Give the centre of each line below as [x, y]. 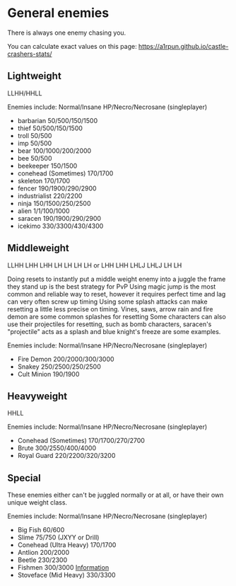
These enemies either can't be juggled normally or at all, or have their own [116, 495]
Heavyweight [37, 396]
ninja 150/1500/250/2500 [54, 203]
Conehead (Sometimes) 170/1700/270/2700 [81, 441]
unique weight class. [37, 502]
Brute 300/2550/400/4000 [57, 448]
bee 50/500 [35, 158]
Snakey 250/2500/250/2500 [59, 367]
